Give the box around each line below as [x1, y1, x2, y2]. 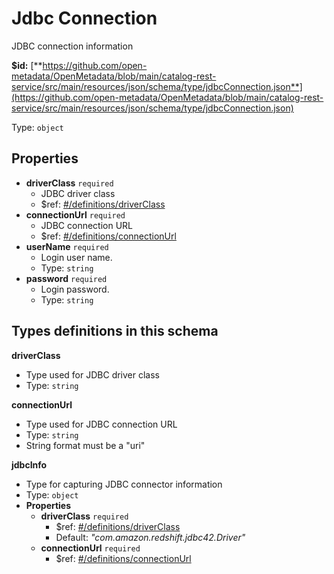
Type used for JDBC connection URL [25, 418, 178, 430]
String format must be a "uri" [25, 439, 146, 451]
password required [25, 272, 108, 284]
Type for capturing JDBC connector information [25, 478, 223, 490]
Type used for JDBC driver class [25, 368, 160, 381]
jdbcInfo [11, 458, 48, 471]
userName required [25, 240, 109, 252]
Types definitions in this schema [11, 323, 219, 340]
